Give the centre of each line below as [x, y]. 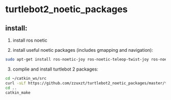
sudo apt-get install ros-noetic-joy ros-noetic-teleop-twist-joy [77, 59]
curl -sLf [16, 83]
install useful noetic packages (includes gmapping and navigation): [83, 50]
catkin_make [18, 92]
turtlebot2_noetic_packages [67, 9]
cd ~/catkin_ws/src [26, 78]
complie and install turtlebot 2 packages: [55, 69]
